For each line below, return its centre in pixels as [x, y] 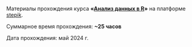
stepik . [15, 15]
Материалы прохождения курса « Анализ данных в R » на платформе [96, 9]
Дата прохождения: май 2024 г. [48, 38]
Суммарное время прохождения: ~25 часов [64, 26]
